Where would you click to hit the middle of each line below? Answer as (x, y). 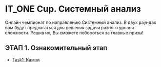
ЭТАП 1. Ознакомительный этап (56, 48)
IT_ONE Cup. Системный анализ (73, 9)
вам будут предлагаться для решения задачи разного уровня (70, 27)
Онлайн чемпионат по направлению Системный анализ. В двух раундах (80, 22)
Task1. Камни (26, 60)
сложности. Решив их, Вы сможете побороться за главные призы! (74, 33)
